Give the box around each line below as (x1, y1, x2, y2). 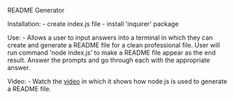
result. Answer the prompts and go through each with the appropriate (7, 56, 211, 64)
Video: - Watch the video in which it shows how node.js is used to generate (7, 77, 228, 86)
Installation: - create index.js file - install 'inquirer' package (7, 20, 179, 28)
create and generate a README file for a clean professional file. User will (7, 41, 221, 49)
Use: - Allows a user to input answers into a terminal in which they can (7, 33, 213, 42)
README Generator (7, 6, 65, 14)
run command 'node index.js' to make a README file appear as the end (7, 49, 216, 57)
